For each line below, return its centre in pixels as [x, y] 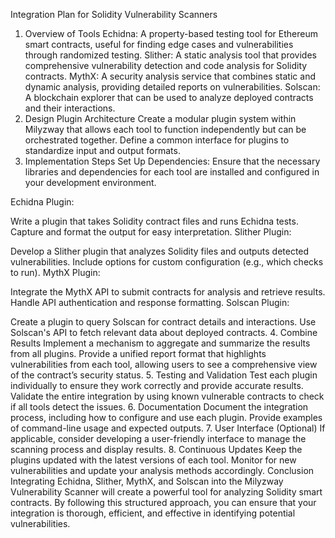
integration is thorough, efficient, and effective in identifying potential [153, 513]
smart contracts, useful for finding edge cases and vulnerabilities [159, 44]
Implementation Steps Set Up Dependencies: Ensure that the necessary [172, 161]
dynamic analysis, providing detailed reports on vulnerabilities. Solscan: [172, 87]
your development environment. [90, 182]
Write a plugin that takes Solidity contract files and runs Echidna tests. [154, 221]
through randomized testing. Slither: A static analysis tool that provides [170, 55]
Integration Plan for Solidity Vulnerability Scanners [114, 14]
